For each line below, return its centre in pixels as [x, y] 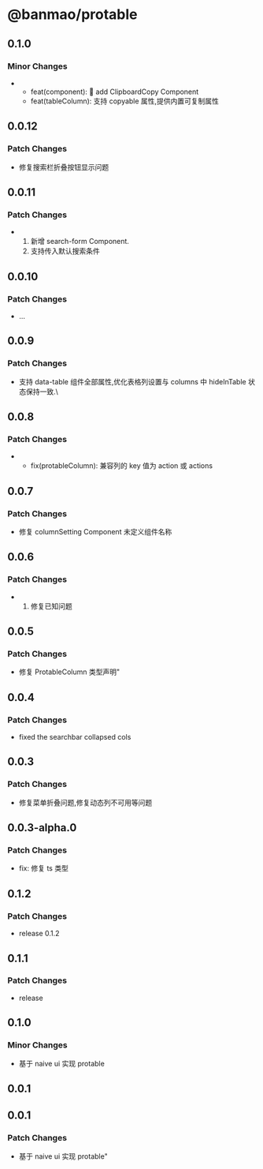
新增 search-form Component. [80, 242]
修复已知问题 [51, 606]
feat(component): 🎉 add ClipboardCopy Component [115, 92]
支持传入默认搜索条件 [65, 251]
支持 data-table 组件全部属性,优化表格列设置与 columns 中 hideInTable [132, 381]
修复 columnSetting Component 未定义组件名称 [95, 532]
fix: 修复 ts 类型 [43, 868]
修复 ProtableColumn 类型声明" [69, 672]
